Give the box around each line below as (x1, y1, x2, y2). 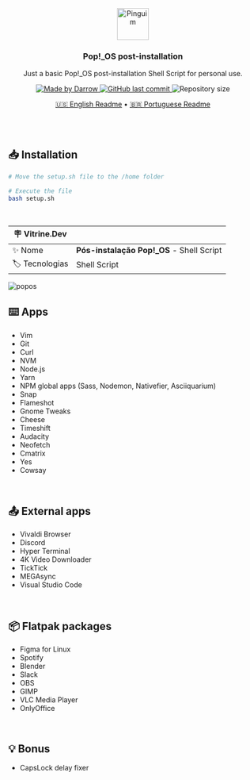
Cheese (19, 414, 46, 424)
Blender (19, 662, 46, 671)
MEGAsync (19, 571, 57, 582)
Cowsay (19, 465, 47, 475)
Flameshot (19, 398, 55, 407)
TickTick (19, 563, 48, 573)
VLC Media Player (19, 695, 78, 705)
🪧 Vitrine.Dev (13, 228, 67, 239)
